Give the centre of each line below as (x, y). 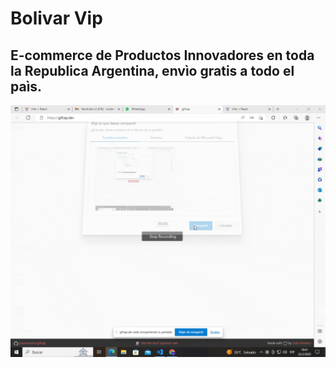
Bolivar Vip (56, 18)
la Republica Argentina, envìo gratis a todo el (152, 70)
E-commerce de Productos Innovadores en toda (162, 55)
